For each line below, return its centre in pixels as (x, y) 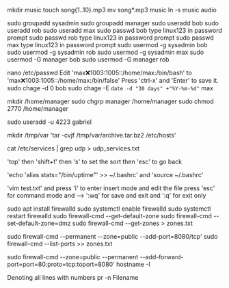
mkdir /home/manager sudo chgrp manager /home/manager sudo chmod (110, 101)
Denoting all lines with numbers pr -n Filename (73, 277)
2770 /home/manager (38, 108)
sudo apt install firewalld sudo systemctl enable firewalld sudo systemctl (109, 209)
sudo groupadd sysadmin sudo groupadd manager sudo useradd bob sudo (113, 23)
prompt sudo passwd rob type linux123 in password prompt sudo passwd (110, 38)
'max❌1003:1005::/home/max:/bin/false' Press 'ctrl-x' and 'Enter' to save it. (113, 80)
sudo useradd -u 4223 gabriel (50, 122)
